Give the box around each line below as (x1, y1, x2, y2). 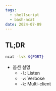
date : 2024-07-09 (5, 21, 42, 27)
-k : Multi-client (20, 80, 51, 87)
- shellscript (10, 12, 39, 17)
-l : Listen (20, 70, 40, 76)
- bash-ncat (10, 17, 35, 22)
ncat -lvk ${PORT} (5, 54, 44, 59)
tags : (5, 7, 17, 13)
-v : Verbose (20, 75, 45, 81)
